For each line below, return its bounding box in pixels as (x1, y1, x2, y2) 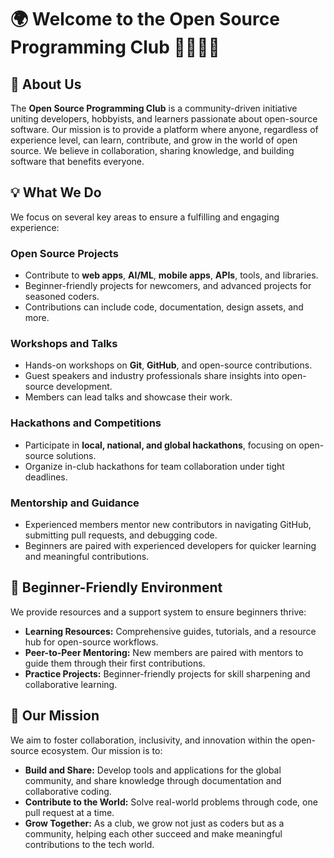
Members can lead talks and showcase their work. (24, 391, 233, 403)
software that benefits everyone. (10, 156, 145, 167)
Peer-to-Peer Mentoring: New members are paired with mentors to (24, 646, 304, 658)
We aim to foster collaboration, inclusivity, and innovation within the (10, 734, 289, 746)
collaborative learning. (24, 678, 118, 690)
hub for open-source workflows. (24, 636, 159, 648)
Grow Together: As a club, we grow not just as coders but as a (24, 817, 285, 829)
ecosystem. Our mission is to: (41, 744, 163, 756)
